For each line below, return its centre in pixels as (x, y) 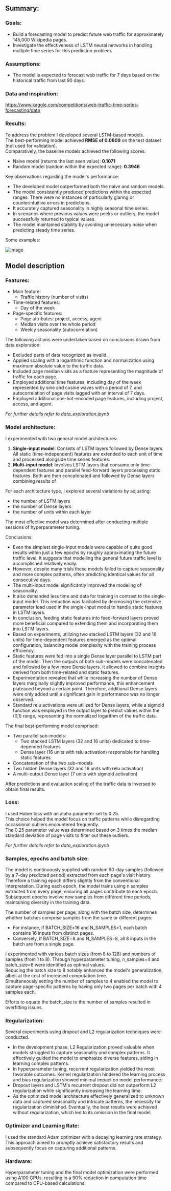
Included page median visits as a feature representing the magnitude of (88, 372)
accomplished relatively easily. (45, 563)
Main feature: (27, 292)
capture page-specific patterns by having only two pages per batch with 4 (84, 987)
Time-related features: (36, 302)
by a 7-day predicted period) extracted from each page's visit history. (79, 875)
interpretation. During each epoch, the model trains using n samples (77, 886)
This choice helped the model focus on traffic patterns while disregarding (82, 819)
